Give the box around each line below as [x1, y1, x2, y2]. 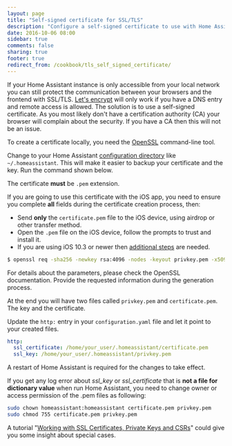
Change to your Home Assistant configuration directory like [7, 151, 176, 159]
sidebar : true [7, 36, 48, 43]
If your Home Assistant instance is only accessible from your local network [7, 80, 220, 88]
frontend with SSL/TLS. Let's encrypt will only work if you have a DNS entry [7, 95, 223, 104]
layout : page [7, 10, 45, 17]
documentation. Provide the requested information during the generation [7, 275, 214, 284]
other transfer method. [17, 220, 82, 229]
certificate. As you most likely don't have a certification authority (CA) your [7, 110, 220, 118]
